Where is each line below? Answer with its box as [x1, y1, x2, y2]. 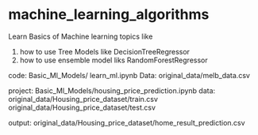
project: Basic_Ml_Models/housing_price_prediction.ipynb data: [8, 85, 216, 96]
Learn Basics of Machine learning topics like [8, 32, 153, 41]
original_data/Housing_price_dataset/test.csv [8, 103, 156, 112]
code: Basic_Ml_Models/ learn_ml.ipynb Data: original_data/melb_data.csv [8, 70, 250, 80]
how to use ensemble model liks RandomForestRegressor [19, 55, 208, 65]
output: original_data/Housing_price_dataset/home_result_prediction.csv [8, 118, 245, 127]
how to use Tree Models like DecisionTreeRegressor [19, 47, 191, 56]
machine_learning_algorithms [8, 6, 210, 24]
